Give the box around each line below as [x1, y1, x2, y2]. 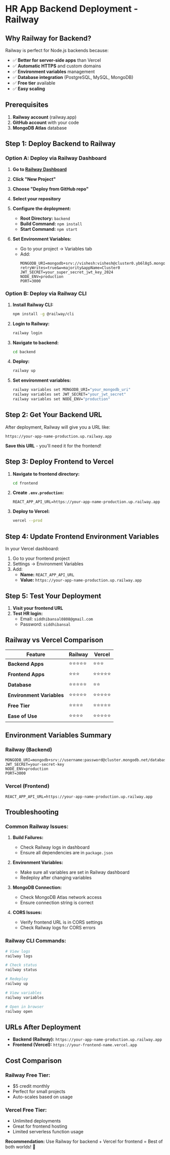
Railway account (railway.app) [12, 114, 77, 120]
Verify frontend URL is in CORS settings [20, 919, 103, 925]
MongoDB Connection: [12, 884, 62, 891]
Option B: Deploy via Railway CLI [5, 290, 87, 297]
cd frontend [12, 480, 38, 486]
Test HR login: [12, 610, 43, 616]
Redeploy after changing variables [20, 875, 92, 881]
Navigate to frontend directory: [12, 471, 80, 477]
